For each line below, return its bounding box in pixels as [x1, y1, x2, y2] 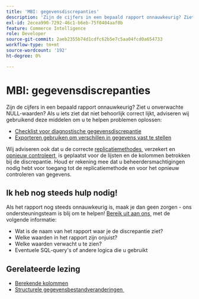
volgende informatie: [6, 216, 57, 224]
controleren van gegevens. [6, 171, 72, 178]
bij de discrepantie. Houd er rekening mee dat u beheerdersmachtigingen [6, 158, 185, 165]
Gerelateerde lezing [6, 264, 81, 274]
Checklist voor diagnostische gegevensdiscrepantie [14, 127, 142, 134]
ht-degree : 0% [6, 53, 41, 59]
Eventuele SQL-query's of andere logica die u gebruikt [14, 247, 148, 254]
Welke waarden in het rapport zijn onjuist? [14, 234, 117, 241]
